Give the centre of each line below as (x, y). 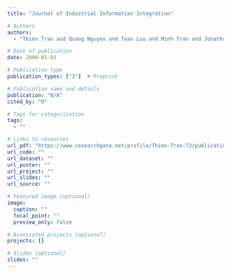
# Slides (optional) (37, 253)
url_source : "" (29, 184)
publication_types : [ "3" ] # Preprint (63, 76)
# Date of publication (40, 51)
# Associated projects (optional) (57, 235)
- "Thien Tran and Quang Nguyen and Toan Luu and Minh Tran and (107, 39)
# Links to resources (38, 139)
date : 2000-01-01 (32, 58)
